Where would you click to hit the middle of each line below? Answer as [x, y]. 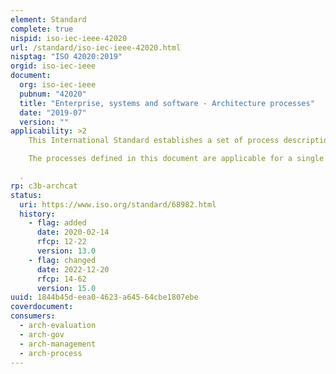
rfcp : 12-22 [61, 242]
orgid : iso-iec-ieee [53, 66]
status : [26, 195]
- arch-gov [42, 334]
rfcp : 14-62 [61, 279]
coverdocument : [42, 307]
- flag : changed [62, 260]
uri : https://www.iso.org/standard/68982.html [118, 204]
